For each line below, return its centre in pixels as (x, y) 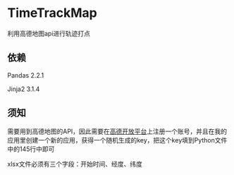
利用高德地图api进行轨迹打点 (49, 33)
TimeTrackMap (52, 13)
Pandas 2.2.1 (26, 75)
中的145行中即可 (31, 149)
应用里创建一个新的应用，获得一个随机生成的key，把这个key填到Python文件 (117, 140)
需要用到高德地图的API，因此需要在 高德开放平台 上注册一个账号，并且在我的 (117, 131)
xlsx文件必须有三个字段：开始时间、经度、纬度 (75, 164)
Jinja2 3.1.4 (24, 89)
